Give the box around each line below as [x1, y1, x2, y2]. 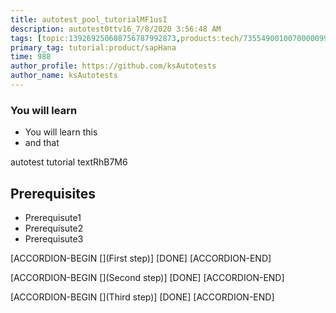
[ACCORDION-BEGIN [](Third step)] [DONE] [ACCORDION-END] [10, 291, 275, 303]
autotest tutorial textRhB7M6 [10, 156, 128, 168]
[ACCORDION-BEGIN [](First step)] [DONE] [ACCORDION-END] [10, 252, 272, 264]
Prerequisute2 [24, 222, 84, 234]
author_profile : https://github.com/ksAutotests [10, 61, 217, 71]
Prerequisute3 [24, 232, 84, 245]
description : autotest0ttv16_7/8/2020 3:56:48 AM [10, 24, 222, 34]
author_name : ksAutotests [10, 71, 118, 81]
